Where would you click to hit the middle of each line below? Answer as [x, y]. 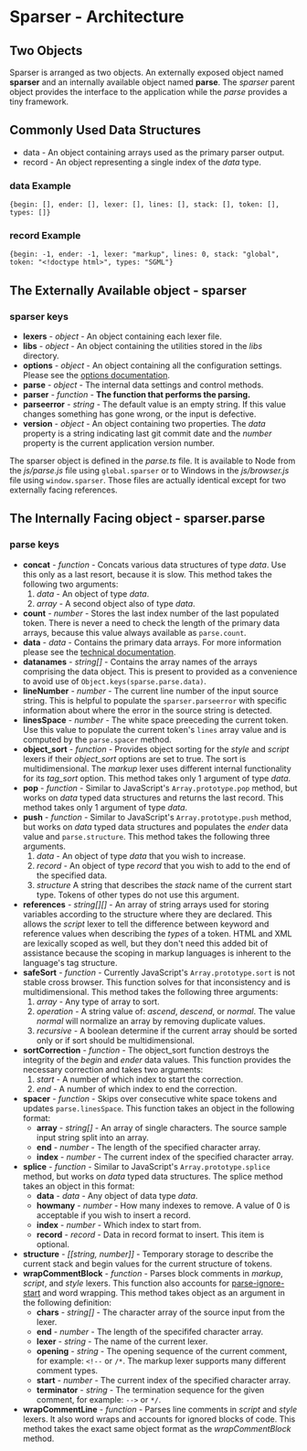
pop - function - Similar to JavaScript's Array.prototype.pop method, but [160, 788]
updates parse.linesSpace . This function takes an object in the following [159, 1108]
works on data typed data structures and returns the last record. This [153, 798]
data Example [40, 185]
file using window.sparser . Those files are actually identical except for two [148, 481]
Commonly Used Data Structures [105, 130]
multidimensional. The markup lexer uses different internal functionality [157, 768]
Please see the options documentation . [96, 376]
